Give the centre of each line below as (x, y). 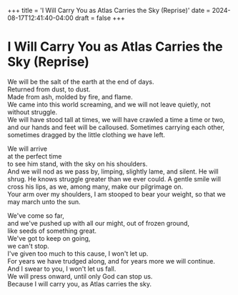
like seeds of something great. (52, 231)
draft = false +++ (100, 18)
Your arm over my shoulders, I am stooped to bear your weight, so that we (117, 194)
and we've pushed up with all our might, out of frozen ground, (99, 223)
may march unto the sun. (44, 201)
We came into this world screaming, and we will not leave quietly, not (109, 104)
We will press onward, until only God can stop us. (80, 276)
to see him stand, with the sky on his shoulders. (78, 164)
